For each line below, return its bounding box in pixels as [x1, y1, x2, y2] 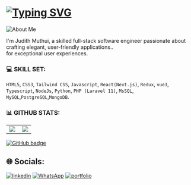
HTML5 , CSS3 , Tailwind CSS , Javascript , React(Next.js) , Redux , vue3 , [6, 81, 169, 88]
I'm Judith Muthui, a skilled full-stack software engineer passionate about [6, 37, 186, 44]
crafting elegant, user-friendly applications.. [6, 43, 114, 51]
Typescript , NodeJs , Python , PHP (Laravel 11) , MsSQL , [6, 87, 134, 95]
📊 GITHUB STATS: [6, 109, 61, 117]
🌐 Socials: [6, 156, 45, 167]
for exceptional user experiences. [6, 49, 88, 57]
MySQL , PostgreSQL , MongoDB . [6, 93, 69, 101]
